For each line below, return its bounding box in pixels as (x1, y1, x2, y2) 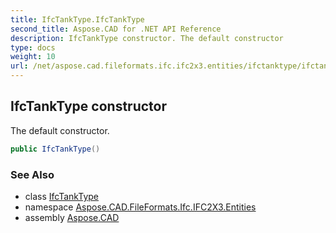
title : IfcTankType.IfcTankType (10, 14, 145, 25)
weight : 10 (10, 52, 56, 62)
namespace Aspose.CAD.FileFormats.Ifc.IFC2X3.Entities (24, 201, 257, 213)
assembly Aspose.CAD (24, 211, 120, 223)
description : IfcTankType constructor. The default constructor (10, 33, 284, 43)
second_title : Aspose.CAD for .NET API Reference (10, 24, 222, 34)
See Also (10, 167, 55, 181)
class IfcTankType (24, 190, 100, 202)
